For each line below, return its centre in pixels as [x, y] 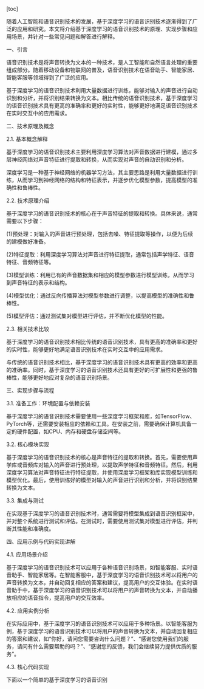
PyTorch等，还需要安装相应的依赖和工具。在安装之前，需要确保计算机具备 [99, 424]
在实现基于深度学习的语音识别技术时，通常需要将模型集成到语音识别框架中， [102, 513]
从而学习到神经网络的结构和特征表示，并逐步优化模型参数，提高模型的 [104, 180]
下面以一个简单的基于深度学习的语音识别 [57, 680]
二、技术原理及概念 [30, 126]
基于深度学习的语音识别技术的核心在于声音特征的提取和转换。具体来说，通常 [102, 213]
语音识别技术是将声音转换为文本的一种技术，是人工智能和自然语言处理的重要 [102, 62]
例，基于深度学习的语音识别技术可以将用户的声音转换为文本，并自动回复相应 [102, 631]
